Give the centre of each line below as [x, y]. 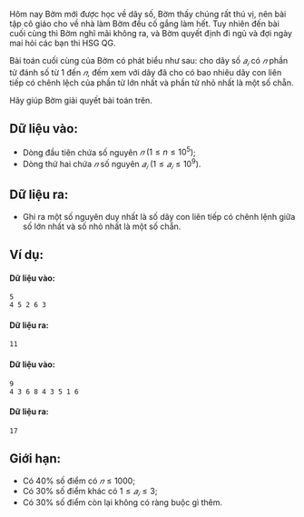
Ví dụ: [26, 254]
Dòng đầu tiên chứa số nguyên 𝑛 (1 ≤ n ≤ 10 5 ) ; [109, 152]
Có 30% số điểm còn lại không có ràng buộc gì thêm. [123, 502]
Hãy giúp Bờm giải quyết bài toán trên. [81, 100]
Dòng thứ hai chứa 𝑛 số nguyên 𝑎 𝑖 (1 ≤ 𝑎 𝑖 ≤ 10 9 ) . [112, 164]
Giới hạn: [35, 459]
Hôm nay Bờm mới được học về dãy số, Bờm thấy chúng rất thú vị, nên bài [148, 14]
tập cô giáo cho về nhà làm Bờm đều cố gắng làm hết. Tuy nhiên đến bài [144, 24]
